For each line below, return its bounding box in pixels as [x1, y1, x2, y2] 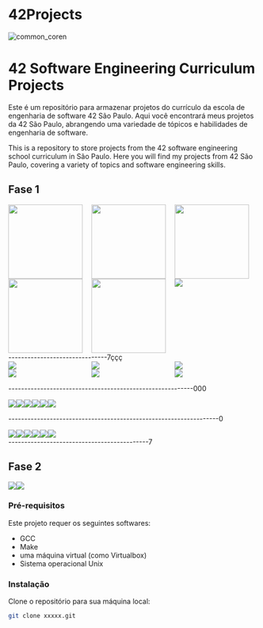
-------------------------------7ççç [8, 352, 123, 362]
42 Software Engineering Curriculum [8, 59, 256, 78]
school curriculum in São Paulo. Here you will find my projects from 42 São [8, 151, 253, 161]
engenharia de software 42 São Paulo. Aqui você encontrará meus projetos [8, 111, 254, 120]
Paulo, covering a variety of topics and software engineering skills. [8, 160, 226, 169]
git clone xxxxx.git [8, 612, 77, 620]
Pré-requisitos [8, 500, 65, 512]
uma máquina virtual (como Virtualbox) [19, 550, 147, 560]
